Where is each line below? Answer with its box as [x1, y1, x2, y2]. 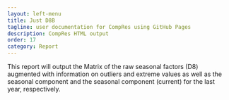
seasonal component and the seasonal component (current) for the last [7, 77, 216, 85]
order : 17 [7, 37, 37, 44]
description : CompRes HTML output [7, 30, 110, 37]
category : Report [7, 43, 59, 50]
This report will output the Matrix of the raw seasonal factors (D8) [7, 63, 199, 70]
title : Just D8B [7, 17, 55, 24]
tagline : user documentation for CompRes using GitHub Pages [7, 23, 192, 30]
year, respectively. [7, 85, 61, 93]
